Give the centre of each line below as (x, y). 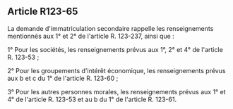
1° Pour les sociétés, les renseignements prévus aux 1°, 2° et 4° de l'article (115, 49)
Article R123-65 (43, 12)
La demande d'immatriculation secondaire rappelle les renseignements (110, 28)
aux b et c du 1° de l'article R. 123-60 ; (63, 78)
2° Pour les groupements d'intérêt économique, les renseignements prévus (116, 70)
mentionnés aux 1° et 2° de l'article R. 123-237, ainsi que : (91, 36)
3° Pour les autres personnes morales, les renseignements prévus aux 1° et (116, 91)
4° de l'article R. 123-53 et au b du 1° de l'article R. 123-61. (92, 99)
